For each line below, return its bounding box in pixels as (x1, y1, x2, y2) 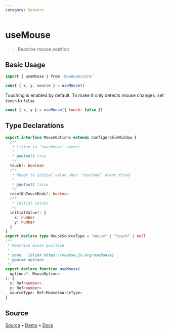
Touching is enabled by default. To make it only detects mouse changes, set (5, 92, 164, 99)
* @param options (7, 257, 44, 262)
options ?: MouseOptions (10, 271, 60, 276)
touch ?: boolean (10, 163, 44, 169)
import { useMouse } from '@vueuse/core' (5, 74, 94, 79)
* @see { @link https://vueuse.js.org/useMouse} (7, 253, 114, 258)
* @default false (12, 182, 49, 187)
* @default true (12, 154, 47, 159)
